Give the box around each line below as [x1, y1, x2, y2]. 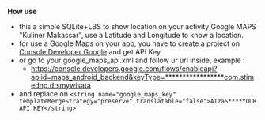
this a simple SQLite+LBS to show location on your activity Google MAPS [18, 22, 256, 31]
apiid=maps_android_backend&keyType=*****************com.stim [30, 73, 255, 81]
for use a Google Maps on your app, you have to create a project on [18, 39, 240, 48]
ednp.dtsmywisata [30, 81, 92, 90]
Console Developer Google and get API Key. [18, 47, 163, 56]
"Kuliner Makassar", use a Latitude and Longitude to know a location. [18, 31, 244, 39]
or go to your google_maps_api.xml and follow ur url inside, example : [18, 55, 246, 65]
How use [7, 7, 37, 16]
